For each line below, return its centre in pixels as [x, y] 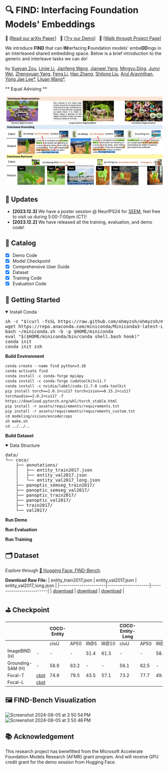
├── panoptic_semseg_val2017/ [53, 490]
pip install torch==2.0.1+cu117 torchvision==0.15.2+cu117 [68, 391]
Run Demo [16, 520]
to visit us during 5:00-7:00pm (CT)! [49, 217]
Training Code [27, 278]
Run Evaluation [21, 530]
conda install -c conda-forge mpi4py [44, 376]
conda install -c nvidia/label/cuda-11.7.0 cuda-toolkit [66, 386]
